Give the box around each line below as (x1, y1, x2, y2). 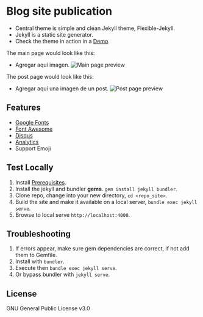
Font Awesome (15, 125, 53, 133)
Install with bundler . (15, 258, 65, 265)
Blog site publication (6, 4, 113, 18)
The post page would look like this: (6, 73, 94, 80)
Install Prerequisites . (15, 178, 66, 186)
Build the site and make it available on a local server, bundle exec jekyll (15, 198, 198, 205)
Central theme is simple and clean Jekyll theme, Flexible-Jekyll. (15, 24, 176, 32)
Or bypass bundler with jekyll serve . (15, 271, 110, 279)
